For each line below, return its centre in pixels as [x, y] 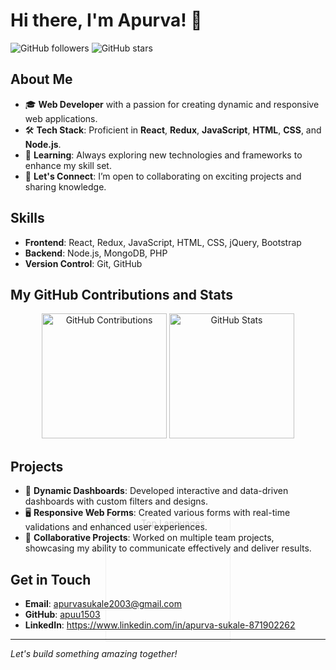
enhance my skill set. [68, 165]
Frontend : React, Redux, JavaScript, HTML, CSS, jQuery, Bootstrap [163, 242]
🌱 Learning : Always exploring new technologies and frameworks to [163, 155]
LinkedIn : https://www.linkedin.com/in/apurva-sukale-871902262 [160, 625]
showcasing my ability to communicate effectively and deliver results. [168, 548]
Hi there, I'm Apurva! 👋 [106, 20]
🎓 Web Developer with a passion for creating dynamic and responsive [172, 104]
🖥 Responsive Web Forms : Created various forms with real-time [157, 513]
